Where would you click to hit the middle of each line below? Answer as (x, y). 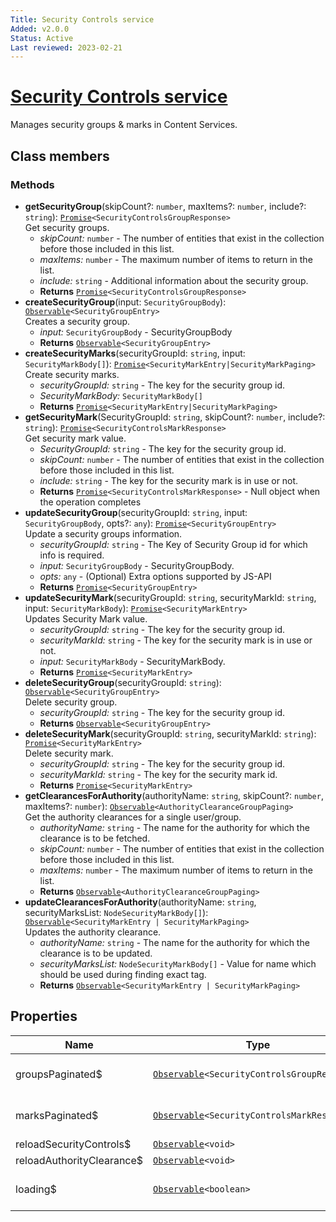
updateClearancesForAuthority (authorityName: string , (140, 902)
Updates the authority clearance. (93, 932)
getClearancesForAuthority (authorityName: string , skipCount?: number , (174, 795)
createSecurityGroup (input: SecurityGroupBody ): (125, 302)
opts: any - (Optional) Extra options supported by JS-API (155, 576)
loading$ (36, 1189)
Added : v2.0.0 (40, 29)
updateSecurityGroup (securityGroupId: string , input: (136, 512)
